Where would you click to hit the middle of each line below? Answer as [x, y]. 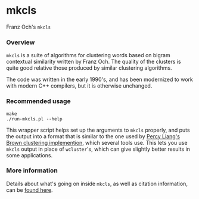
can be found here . [29, 190]
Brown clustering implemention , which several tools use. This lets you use [97, 142]
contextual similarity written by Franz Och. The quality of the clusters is [94, 62]
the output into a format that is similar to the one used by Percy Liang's [93, 136]
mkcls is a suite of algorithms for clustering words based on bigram [88, 55]
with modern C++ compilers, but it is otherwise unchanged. [79, 86]
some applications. [29, 155]
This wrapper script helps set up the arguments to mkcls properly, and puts [98, 130]
